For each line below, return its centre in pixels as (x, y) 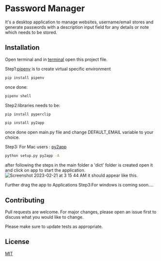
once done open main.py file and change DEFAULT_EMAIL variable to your (79, 132)
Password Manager (45, 9)
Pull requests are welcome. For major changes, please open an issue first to (81, 212)
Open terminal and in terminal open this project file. (56, 59)
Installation (22, 47)
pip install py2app (25, 123)
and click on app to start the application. (45, 170)
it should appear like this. (113, 175)
